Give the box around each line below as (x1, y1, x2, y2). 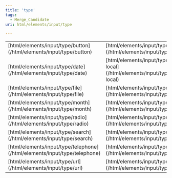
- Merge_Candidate (10, 17, 50, 22)
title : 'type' (5, 7, 36, 13)
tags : (5, 12, 17, 17)
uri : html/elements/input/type (5, 22, 72, 27)
